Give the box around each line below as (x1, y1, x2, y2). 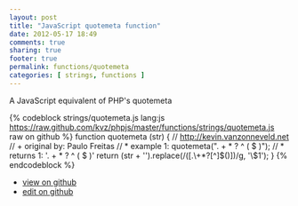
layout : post (9, 12, 58, 22)
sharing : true (9, 46, 62, 55)
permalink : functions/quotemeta (9, 63, 129, 72)
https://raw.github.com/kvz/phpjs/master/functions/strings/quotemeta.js (9, 122, 275, 132)
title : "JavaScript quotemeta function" (9, 21, 162, 30)
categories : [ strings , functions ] (9, 71, 145, 80)
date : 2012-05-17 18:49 (9, 29, 98, 38)
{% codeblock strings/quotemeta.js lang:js (9, 112, 165, 123)
